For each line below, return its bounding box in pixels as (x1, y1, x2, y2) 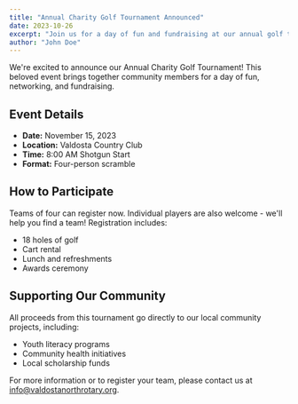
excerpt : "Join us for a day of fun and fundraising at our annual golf (9, 29, 284, 38)
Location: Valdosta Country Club (21, 139, 144, 151)
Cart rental (21, 243, 62, 254)
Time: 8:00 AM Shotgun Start (21, 149, 130, 160)
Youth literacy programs (21, 338, 111, 349)
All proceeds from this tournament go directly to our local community (9, 312, 262, 322)
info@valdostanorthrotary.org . (9, 384, 120, 395)
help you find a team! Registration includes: (9, 217, 168, 227)
